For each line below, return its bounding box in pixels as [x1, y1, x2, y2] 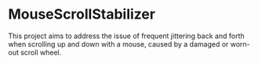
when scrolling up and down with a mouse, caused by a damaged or [8, 39, 229, 48]
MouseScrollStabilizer [8, 5, 155, 23]
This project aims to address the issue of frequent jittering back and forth [8, 31, 245, 40]
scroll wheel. [20, 47, 62, 57]
